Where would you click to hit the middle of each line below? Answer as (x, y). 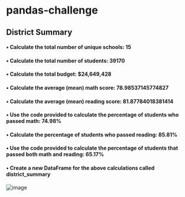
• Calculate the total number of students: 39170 (66, 60)
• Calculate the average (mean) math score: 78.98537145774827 (87, 88)
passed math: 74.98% (34, 121)
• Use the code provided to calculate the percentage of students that (92, 148)
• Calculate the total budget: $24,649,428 (59, 74)
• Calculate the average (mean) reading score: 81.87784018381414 (90, 101)
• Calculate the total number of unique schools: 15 (69, 47)
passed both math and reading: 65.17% (55, 154)
